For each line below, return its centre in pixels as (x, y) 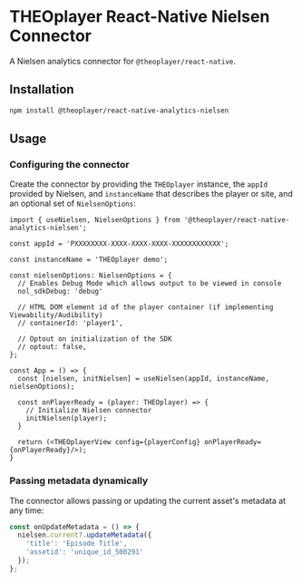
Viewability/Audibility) (56, 315)
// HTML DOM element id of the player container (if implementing (146, 307)
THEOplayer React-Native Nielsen (140, 17)
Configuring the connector (69, 164)
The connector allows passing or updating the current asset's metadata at (148, 500)
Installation (42, 89)
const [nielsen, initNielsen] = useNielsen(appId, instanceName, (144, 379)
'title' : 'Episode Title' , (77, 544)
